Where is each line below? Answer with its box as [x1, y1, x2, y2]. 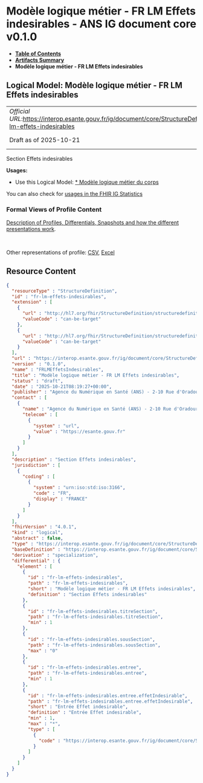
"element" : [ [17, 564, 53, 570]
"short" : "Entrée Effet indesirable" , [28, 704, 129, 710]
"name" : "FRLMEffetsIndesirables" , [11, 366, 104, 372]
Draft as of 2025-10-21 [9, 135, 80, 144]
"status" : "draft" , [11, 378, 63, 384]
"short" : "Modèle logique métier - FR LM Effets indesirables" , [28, 586, 196, 592]
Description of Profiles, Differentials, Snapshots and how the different [6, 219, 179, 226]
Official [9, 107, 30, 115]
